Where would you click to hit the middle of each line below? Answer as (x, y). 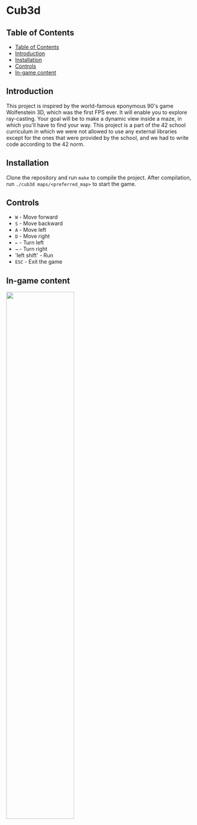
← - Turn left (29, 243)
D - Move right (32, 236)
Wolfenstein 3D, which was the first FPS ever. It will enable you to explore (97, 112)
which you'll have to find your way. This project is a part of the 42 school (96, 125)
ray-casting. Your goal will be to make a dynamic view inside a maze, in (94, 118)
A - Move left (31, 230)
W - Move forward (36, 217)
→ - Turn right (31, 249)
